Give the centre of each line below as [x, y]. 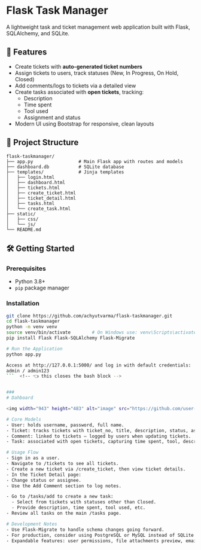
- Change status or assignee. [44, 480]
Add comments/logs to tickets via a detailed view [75, 85]
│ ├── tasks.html [31, 203]
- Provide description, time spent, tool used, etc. [79, 508]
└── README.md [24, 230]
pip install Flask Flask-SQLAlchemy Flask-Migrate [71, 338]
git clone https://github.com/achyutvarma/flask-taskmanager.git [89, 316]
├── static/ [21, 214]
